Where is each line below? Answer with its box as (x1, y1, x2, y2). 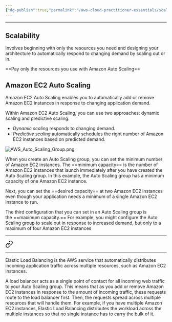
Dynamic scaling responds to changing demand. (12, 126, 116, 132)
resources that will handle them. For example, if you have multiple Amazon (5, 300, 162, 306)
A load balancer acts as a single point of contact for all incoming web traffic (5, 278, 165, 284)
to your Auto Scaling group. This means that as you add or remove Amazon (5, 283, 164, 290)
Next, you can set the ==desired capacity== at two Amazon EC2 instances (5, 188, 163, 194)
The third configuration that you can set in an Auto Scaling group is (5, 209, 147, 215)
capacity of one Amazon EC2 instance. (5, 178, 88, 184)
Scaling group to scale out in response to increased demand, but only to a (5, 220, 161, 226)
